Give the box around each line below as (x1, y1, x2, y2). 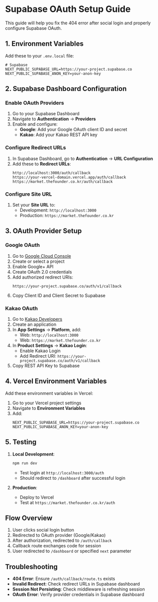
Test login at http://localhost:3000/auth (19, 469, 104, 475)
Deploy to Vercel (19, 494, 54, 500)
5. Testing (5, 438, 37, 447)
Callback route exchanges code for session (12, 543, 101, 549)
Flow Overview (5, 514, 53, 522)
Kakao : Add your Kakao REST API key (19, 132, 98, 138)
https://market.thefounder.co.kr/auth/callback (12, 179, 113, 184)
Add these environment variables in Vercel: (5, 390, 93, 396)
